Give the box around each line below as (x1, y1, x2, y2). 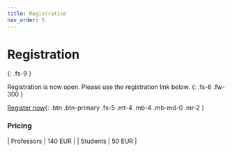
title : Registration (7, 10, 68, 17)
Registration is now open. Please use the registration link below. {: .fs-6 (7, 83, 212, 91)
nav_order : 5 (7, 17, 45, 24)
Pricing (7, 121, 33, 130)
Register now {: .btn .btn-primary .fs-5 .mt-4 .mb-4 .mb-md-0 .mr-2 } (7, 103, 205, 112)
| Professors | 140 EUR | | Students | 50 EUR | (7, 137, 137, 145)
